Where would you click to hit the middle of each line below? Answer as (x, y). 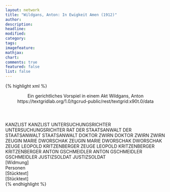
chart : (12, 57)
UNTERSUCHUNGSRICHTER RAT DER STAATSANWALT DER (68, 130)
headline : (16, 29)
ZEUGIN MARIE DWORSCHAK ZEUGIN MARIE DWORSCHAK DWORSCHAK (84, 141)
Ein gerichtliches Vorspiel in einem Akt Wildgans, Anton (86, 96)
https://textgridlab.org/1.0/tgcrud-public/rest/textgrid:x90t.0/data (86, 101)
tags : (11, 43)
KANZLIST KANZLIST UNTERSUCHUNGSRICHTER (58, 125)
